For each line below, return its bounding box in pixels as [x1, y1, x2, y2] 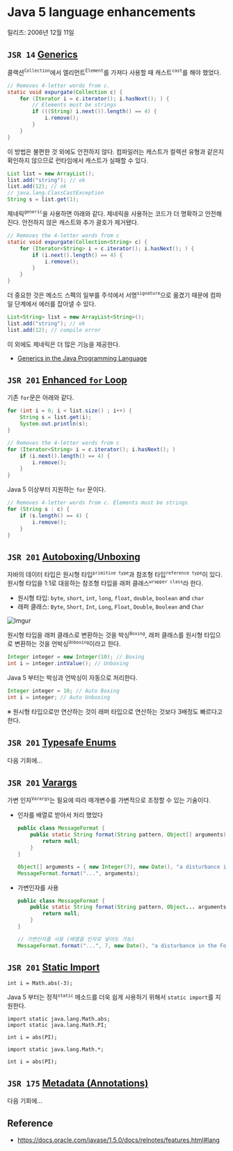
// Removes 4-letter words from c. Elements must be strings [7, 499, 188, 506]
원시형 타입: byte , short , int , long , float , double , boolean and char [17, 594, 204, 602]
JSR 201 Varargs [7, 777, 78, 788]
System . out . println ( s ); [19, 420, 89, 427]
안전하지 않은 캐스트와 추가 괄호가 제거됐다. [22, 218, 139, 227]
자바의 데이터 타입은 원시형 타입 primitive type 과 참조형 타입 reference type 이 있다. [7, 570, 223, 579]
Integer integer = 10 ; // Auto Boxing [7, 687, 120, 694]
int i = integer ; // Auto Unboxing [7, 694, 111, 701]
